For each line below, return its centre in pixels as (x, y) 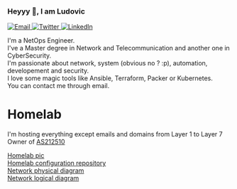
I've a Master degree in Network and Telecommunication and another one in (119, 48)
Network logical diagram (43, 178)
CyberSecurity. (29, 55)
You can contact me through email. (59, 86)
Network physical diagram (46, 171)
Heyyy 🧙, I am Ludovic (46, 11)
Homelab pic (26, 156)
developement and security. (48, 71)
